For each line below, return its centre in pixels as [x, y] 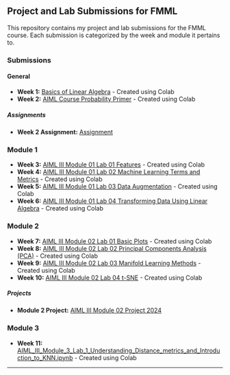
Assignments [26, 114]
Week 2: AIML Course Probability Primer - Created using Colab [106, 99]
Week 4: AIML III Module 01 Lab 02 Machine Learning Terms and [108, 172]
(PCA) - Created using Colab [57, 256]
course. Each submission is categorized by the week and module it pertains [114, 35]
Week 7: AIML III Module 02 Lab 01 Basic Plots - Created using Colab [114, 241]
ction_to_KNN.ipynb [45, 358]
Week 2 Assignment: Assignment [65, 132]
